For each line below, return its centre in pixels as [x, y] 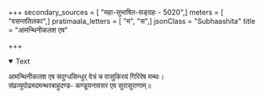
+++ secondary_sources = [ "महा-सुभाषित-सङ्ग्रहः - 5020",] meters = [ [116, 12]
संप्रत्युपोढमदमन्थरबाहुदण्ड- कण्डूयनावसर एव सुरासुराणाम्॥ [80, 86]
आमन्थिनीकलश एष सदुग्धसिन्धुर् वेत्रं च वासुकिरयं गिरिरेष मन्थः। [86, 76]
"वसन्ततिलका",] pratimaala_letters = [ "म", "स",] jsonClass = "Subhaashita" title [132, 21]
